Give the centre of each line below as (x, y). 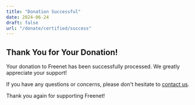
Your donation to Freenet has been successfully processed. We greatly (93, 66)
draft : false (22, 23)
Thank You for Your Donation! (62, 52)
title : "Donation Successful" (44, 12)
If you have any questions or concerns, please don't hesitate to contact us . (98, 84)
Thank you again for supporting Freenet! (56, 96)
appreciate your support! (37, 73)
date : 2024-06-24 (28, 17)
